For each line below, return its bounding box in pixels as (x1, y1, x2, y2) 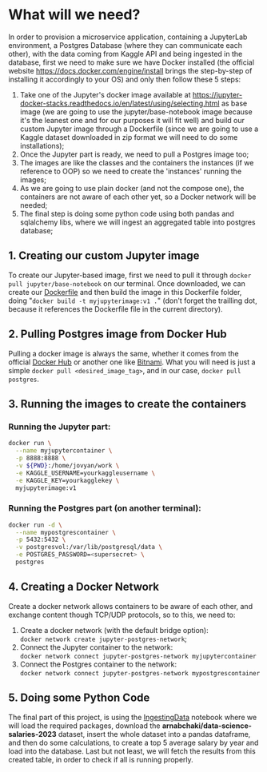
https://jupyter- (192, 90, 243, 99)
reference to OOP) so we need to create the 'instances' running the (19, 166, 242, 176)
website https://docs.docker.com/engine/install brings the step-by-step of (8, 66, 253, 75)
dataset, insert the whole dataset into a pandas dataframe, (58, 729, 251, 738)
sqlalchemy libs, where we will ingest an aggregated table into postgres (19, 217, 256, 227)
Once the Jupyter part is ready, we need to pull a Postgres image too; (19, 149, 249, 159)
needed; (19, 200, 48, 209)
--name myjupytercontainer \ (15, 447, 113, 455)
